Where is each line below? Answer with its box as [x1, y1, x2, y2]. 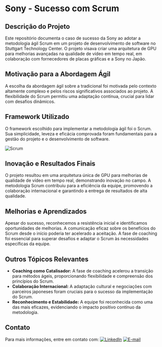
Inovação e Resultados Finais [5, 159, 96, 168]
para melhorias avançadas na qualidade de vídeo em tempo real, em [5, 51, 143, 57]
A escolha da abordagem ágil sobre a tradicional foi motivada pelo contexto [5, 83, 157, 89]
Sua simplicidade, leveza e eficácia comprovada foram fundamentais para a [5, 131, 157, 136]
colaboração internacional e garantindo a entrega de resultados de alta [5, 188, 147, 194]
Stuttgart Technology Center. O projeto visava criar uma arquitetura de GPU [5, 46, 157, 51]
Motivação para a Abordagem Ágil [5, 70, 111, 78]
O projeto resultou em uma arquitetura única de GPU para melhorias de [5, 173, 148, 178]
